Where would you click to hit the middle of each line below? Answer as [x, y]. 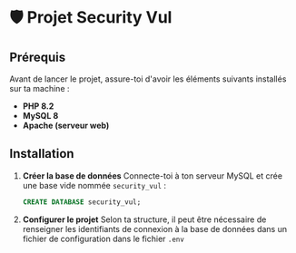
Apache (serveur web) [66, 125]
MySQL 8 [40, 116]
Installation [42, 154]
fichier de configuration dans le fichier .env [103, 238]
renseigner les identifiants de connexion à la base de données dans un [155, 229]
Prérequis [38, 57]
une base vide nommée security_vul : [94, 185]
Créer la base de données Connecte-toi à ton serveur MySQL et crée [153, 175]
